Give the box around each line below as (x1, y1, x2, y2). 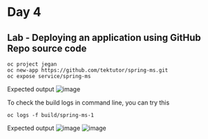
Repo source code (7, 42, 87, 54)
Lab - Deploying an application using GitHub (7, 32, 202, 44)
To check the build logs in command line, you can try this (7, 98, 170, 106)
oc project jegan (7, 61, 57, 68)
